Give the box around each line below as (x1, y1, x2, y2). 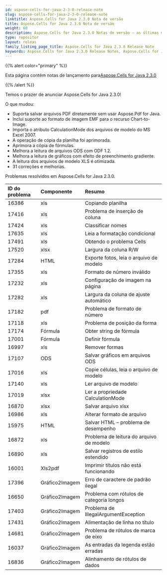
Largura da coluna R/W (84, 246, 139, 253)
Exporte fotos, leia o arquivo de (84, 254, 158, 261)
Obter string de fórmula (84, 328, 140, 334)
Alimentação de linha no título (84, 519, 154, 526)
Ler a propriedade (84, 388, 127, 395)
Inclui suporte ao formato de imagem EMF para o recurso (12, 116, 130, 122)
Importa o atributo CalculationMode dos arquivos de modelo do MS (12, 126, 151, 132)
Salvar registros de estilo (84, 447, 143, 454)
